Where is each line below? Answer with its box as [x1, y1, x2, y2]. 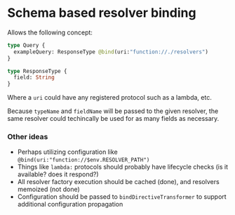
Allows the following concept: [7, 28, 93, 37]
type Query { [7, 41, 46, 48]
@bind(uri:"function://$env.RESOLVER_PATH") [17, 157, 150, 164]
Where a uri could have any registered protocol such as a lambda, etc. [7, 93, 212, 102]
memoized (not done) [17, 185, 81, 194]
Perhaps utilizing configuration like [17, 148, 118, 156]
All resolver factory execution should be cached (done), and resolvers [17, 178, 220, 186]
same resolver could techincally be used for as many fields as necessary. [7, 115, 220, 123]
